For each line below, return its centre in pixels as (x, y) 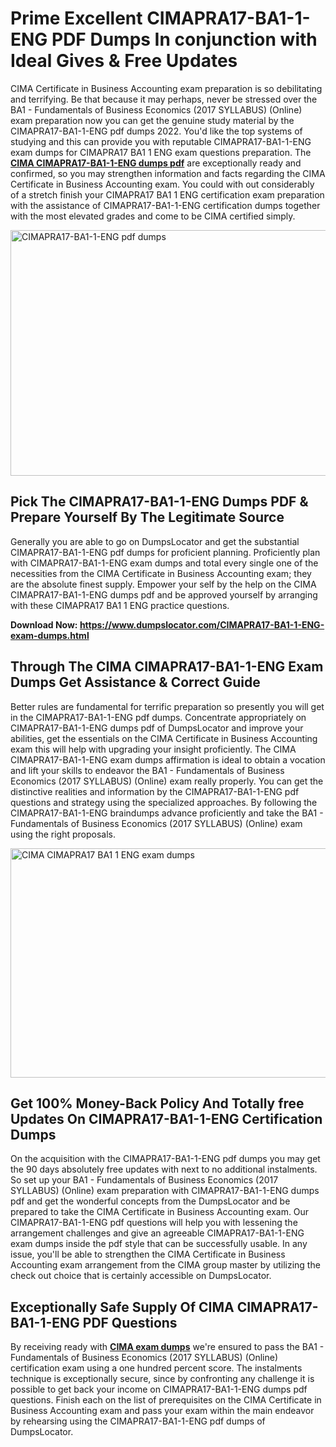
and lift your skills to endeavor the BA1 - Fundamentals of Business (147, 770)
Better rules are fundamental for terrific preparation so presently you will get (167, 706)
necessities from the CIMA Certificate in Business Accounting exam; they (161, 573)
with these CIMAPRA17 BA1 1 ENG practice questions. (120, 605)
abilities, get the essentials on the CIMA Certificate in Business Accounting (164, 738)
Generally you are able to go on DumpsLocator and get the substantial (155, 541)
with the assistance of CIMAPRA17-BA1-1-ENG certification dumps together (165, 205)
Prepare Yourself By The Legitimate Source (147, 517)
